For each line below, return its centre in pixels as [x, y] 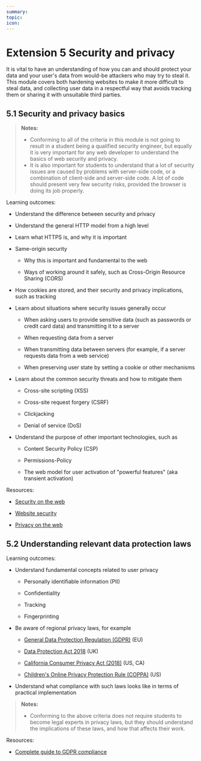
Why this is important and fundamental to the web [85, 260]
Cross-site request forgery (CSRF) [66, 402]
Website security [36, 513]
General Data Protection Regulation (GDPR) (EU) [83, 639]
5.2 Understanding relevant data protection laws [99, 544]
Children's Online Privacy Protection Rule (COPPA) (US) [93, 674]
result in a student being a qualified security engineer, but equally [111, 146]
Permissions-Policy [48, 460]
